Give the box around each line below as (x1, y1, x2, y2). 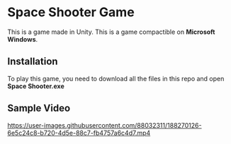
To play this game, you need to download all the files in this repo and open (7, 74, 225, 83)
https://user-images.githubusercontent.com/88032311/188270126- (7, 121, 202, 129)
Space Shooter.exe (7, 82, 65, 90)
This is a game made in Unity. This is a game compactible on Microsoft (7, 28, 215, 36)
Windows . (7, 35, 38, 43)
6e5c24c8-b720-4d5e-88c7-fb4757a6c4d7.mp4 (7, 128, 151, 137)
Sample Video (7, 102, 71, 114)
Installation (7, 56, 58, 68)
